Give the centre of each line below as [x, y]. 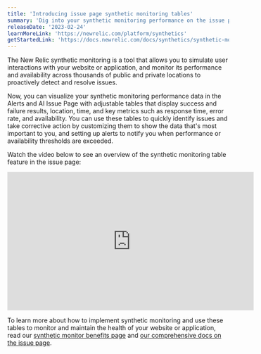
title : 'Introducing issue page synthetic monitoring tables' [100, 14]
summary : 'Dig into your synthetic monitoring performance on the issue [116, 20]
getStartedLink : [31, 40]
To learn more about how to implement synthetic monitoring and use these [115, 320]
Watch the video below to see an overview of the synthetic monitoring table [117, 155]
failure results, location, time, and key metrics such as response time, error [115, 111]
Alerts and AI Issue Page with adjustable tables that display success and [112, 103]
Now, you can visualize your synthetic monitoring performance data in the [114, 96]
